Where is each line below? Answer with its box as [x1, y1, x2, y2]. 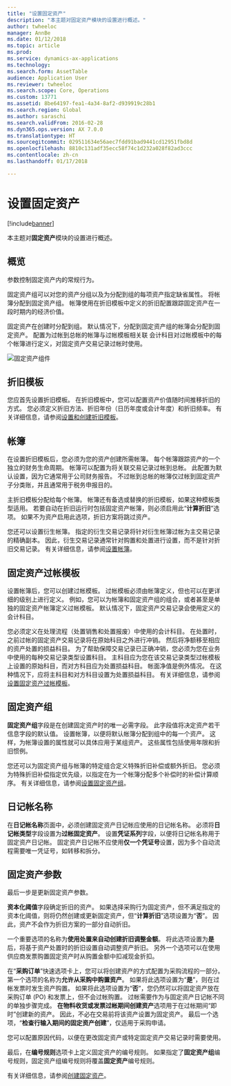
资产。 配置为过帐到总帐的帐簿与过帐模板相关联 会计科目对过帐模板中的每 [12, 330, 222, 339]
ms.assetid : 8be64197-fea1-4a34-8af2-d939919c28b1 [7, 100, 156, 107]
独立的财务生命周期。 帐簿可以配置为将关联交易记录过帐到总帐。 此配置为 [7, 464, 216, 472]
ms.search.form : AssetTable [7, 68, 88, 75]
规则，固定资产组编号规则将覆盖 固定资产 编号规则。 [12, 1057, 159, 1065]
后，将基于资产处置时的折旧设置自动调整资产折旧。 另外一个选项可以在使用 [7, 944, 221, 952]
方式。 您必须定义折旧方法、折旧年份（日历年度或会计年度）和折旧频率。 [7, 404, 214, 413]
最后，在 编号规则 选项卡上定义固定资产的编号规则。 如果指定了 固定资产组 [7, 1048, 214, 1056]
